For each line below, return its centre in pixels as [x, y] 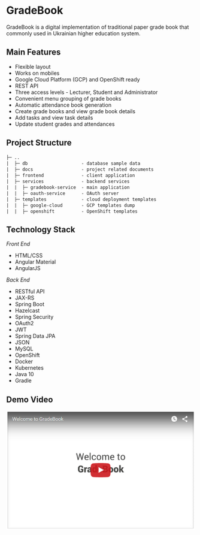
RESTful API [30, 292]
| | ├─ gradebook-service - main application [68, 187]
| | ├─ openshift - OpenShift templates [72, 211]
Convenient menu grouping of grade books [68, 98]
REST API [27, 86]
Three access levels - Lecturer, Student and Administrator [86, 92]
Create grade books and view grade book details [75, 111]
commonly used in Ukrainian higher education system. [73, 33]
